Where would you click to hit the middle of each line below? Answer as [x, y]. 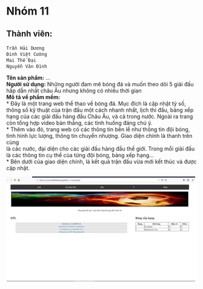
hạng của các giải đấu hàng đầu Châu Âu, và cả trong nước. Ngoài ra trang [100, 116]
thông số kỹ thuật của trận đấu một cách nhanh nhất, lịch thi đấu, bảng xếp [100, 110]
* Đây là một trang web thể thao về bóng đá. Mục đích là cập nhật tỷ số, [96, 104]
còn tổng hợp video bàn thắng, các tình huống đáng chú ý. [79, 123]
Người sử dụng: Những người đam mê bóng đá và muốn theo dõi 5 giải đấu [100, 84]
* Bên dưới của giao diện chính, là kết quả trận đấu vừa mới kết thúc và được [101, 161]
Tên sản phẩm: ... [28, 78]
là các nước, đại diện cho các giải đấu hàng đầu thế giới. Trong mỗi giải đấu [101, 149]
